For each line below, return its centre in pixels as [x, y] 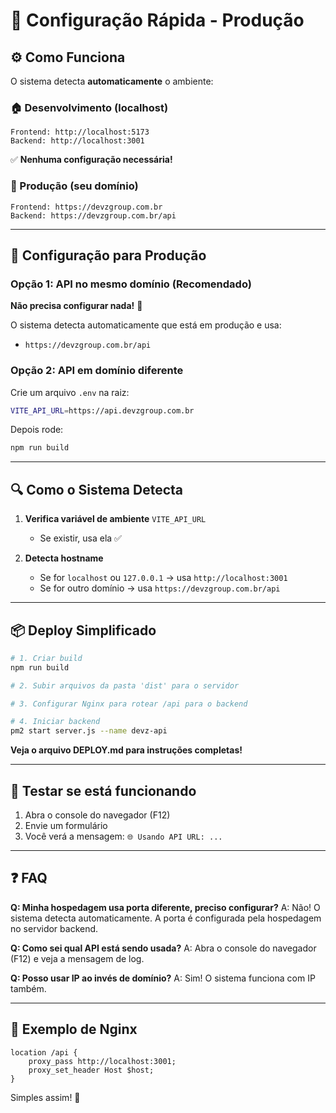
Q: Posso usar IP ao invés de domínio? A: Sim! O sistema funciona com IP [163, 978]
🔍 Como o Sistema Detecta [97, 489]
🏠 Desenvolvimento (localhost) [89, 107]
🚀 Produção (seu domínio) [74, 186]
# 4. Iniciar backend [55, 722]
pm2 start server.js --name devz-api [89, 731]
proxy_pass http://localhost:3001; [102, 1061]
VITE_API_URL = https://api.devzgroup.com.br [102, 410]
